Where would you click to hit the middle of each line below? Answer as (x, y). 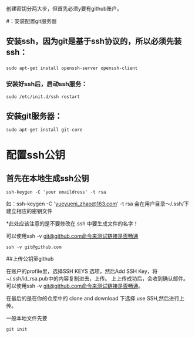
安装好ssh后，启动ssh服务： (47, 84)
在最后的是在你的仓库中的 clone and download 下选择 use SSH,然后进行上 (95, 299)
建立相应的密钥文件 (29, 211)
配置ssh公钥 (36, 155)
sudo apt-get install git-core (44, 130)
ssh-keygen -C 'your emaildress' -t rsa (56, 192)
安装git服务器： (34, 116)
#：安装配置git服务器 (31, 21)
